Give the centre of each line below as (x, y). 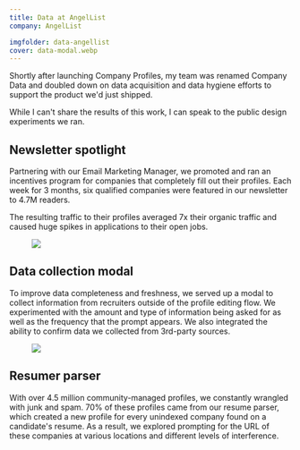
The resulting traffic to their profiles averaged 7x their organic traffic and (143, 217)
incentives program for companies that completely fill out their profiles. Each (150, 181)
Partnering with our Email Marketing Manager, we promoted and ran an (140, 172)
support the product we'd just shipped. (81, 95)
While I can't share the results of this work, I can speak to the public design (148, 112)
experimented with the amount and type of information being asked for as (146, 312)
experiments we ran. (47, 122)
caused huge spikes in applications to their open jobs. (109, 227)
